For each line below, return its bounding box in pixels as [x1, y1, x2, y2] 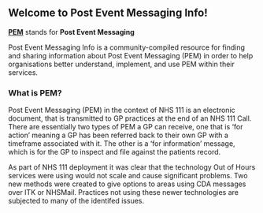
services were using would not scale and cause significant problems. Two [8, 171, 248, 181]
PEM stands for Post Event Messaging [8, 27, 135, 36]
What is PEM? [8, 87, 62, 98]
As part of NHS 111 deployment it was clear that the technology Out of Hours [8, 163, 256, 172]
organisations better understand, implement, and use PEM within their [8, 59, 235, 69]
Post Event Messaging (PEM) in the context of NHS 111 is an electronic [8, 106, 236, 115]
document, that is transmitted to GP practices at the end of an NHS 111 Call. [8, 114, 252, 123]
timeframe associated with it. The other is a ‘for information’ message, [8, 139, 235, 148]
